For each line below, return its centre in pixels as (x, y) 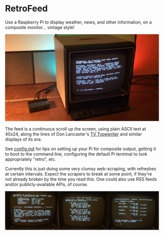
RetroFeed (26, 9)
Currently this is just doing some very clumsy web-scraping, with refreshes (81, 169)
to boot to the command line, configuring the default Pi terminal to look (76, 154)
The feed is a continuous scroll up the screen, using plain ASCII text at (76, 129)
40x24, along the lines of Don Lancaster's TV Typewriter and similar (74, 134)
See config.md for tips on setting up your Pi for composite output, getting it (81, 149)
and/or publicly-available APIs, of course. (47, 184)
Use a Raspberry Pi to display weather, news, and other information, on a (79, 22)
